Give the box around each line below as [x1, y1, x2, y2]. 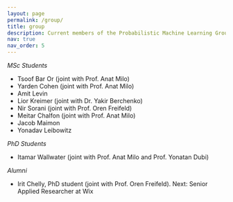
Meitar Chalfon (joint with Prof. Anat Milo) [17, 111, 136, 120]
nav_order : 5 [7, 42, 45, 49]
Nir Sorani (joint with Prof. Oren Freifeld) [17, 104, 132, 112]
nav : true [7, 36, 36, 43]
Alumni [7, 167, 28, 174]
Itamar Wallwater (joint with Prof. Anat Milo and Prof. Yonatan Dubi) [17, 153, 209, 161]
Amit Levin [17, 89, 48, 98]
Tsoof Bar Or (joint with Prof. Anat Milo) [17, 75, 130, 83]
